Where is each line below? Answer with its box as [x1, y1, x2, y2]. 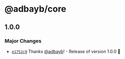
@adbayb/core [4, 3, 67, 15]
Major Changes [4, 38, 42, 44]
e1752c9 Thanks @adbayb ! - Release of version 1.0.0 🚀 [11, 48, 121, 54]
